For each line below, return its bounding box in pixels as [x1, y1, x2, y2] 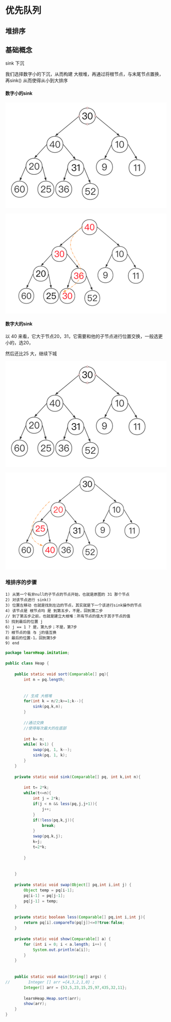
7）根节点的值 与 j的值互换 [5, 630, 57, 635]
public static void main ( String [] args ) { [14, 974, 106, 979]
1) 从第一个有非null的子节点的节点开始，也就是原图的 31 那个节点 [5, 592, 130, 597]
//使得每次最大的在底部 [24, 725, 67, 731]
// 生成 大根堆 [24, 693, 52, 698]
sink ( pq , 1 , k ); [32, 753, 68, 758]
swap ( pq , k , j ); [32, 833, 63, 839]
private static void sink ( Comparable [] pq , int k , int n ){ [14, 774, 141, 779]
